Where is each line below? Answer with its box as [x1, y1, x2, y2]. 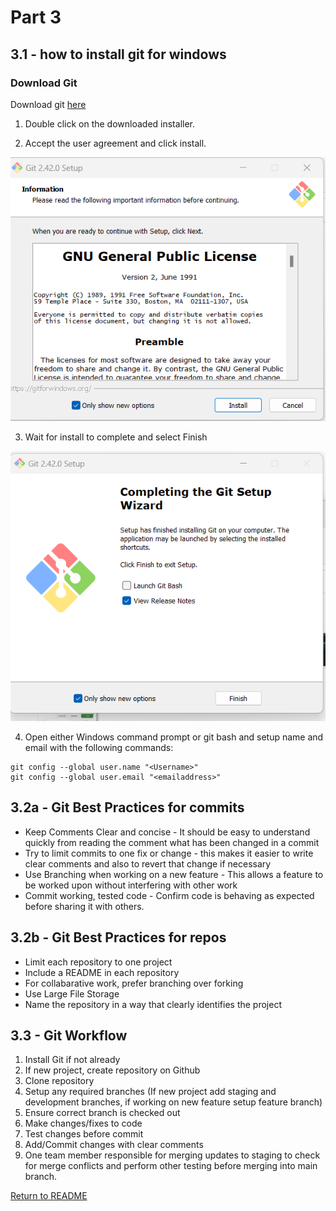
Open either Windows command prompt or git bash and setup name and [24, 731, 324, 743]
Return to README [10, 1190, 88, 1202]
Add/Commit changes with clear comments [24, 1139, 204, 1151]
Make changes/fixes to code [24, 1117, 143, 1130]
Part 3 [10, 6, 62, 29]
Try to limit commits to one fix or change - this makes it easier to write [24, 847, 314, 859]
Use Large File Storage [24, 987, 120, 1000]
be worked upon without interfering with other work [24, 879, 238, 891]
